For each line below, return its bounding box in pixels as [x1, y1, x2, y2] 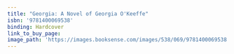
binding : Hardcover [7, 23, 64, 30]
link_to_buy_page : [7, 29, 61, 37]
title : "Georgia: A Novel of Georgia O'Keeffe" [7, 10, 149, 18]
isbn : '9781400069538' [7, 17, 74, 24]
